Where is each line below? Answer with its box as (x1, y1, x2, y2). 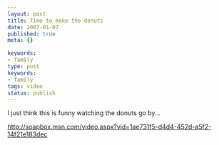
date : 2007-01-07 (7, 23, 59, 31)
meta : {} (7, 37, 34, 44)
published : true (7, 30, 56, 38)
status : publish (7, 90, 56, 97)
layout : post (7, 10, 46, 18)
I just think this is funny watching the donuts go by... (7, 109, 161, 117)
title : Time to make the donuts (7, 17, 103, 24)
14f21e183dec (7, 130, 48, 139)
